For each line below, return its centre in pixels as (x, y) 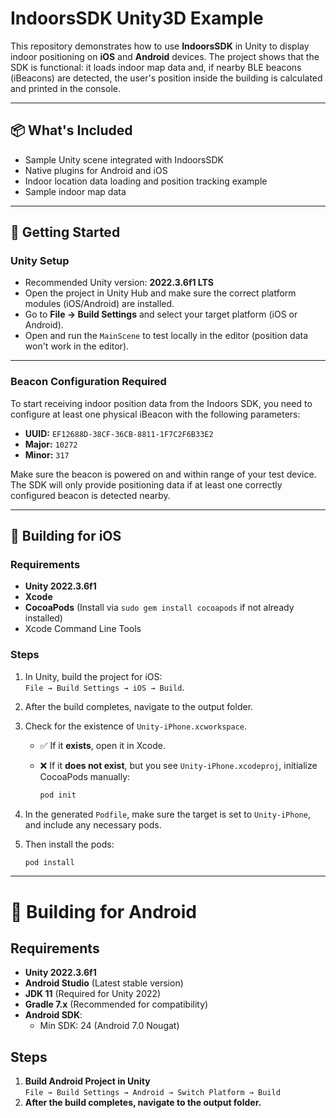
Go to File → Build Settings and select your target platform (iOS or (161, 314)
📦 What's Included (71, 130)
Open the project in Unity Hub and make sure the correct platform (160, 293)
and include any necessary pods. (93, 824)
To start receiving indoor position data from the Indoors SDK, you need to (161, 403)
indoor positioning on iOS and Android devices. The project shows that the (165, 56)
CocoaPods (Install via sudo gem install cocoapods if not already (159, 608)
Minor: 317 (47, 454)
